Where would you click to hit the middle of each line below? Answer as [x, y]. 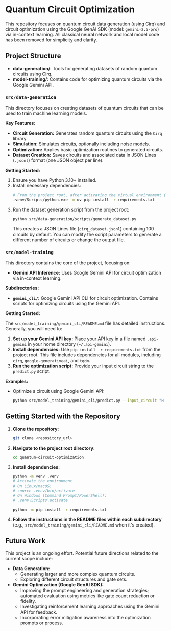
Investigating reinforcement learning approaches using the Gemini [90, 607]
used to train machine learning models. [46, 113]
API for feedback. [39, 612]
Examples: [17, 381]
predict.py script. [31, 371]
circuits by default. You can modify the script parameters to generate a [87, 234]
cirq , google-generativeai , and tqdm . [51, 360]
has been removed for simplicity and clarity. [52, 40]
